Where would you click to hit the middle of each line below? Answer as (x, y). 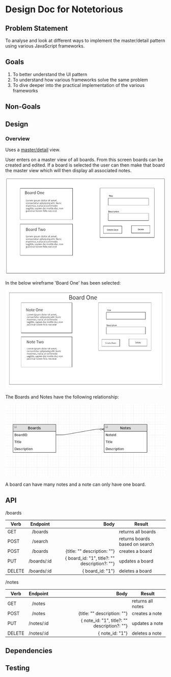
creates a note (147, 614)
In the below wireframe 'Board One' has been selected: (63, 283)
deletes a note (147, 633)
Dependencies (29, 651)
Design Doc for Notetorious (64, 9)
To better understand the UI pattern (50, 74)
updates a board (136, 561)
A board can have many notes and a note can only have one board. (76, 484)
